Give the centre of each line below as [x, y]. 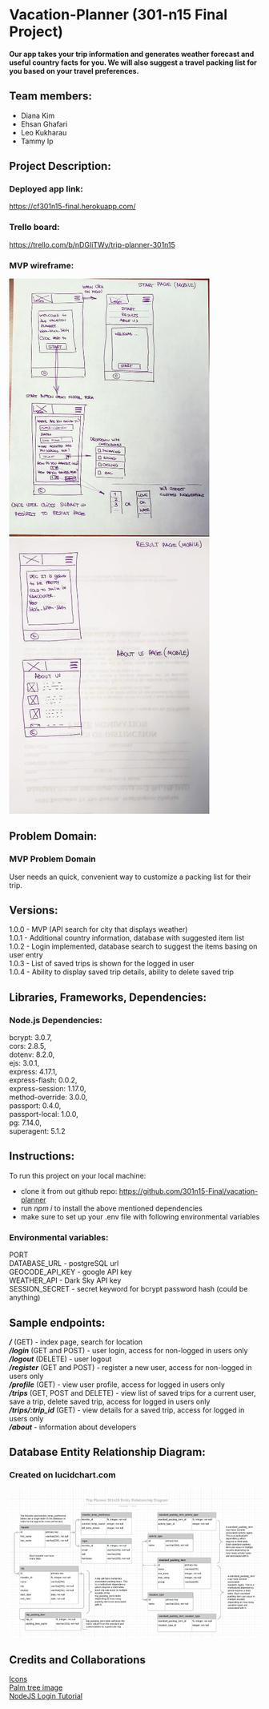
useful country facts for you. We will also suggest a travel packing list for [133, 62]
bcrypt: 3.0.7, [31, 1038]
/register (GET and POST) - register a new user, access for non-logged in [130, 1367]
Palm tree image [36, 1687]
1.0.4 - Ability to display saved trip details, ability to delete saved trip [122, 972]
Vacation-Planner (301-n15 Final [118, 15]
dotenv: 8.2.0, [32, 1054]
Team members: [51, 97]
